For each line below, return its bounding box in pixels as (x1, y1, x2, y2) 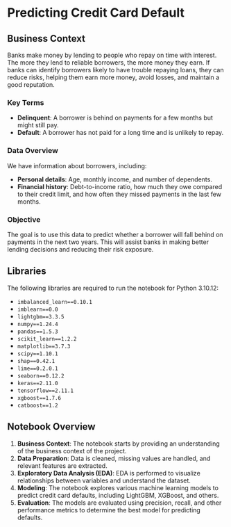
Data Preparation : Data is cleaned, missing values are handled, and (17, 454, 211, 462)
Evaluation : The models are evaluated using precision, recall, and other (17, 498, 222, 507)
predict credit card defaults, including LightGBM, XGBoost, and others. (17, 491, 219, 499)
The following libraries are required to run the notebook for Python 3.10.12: (7, 284, 219, 292)
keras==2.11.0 (17, 380, 58, 387)
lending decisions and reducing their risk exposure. (7, 245, 154, 253)
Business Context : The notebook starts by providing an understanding (17, 439, 220, 448)
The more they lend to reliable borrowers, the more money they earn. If (7, 58, 210, 67)
